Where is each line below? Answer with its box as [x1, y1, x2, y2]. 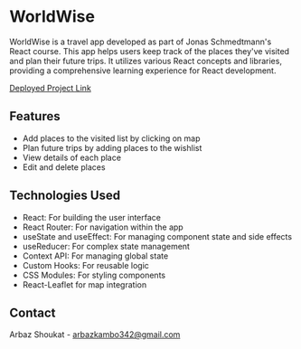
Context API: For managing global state [22, 250, 169, 261]
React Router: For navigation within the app [22, 222, 183, 232]
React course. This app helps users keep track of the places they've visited [9, 45, 290, 56]
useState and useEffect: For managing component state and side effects [22, 231, 292, 241]
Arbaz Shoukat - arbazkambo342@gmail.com [9, 329, 181, 340]
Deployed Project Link [9, 82, 92, 93]
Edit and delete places [22, 161, 106, 173]
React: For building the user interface [22, 212, 161, 222]
